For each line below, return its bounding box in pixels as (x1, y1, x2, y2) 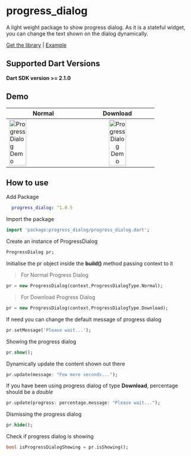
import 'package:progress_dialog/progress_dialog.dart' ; (6, 227, 150, 233)
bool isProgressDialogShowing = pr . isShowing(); (6, 444, 129, 451)
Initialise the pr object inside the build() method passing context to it (6, 260, 173, 267)
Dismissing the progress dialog (6, 410, 82, 418)
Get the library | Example (6, 41, 67, 49)
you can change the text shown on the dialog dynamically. (6, 30, 148, 37)
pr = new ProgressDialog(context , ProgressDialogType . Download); (6, 305, 168, 311)
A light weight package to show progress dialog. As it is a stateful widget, (6, 24, 186, 31)
